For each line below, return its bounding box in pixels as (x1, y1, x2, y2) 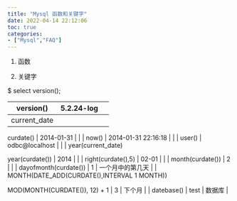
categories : (7, 30, 43, 38)
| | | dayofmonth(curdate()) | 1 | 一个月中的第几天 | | (7, 163, 157, 172)
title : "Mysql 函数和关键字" (7, 10, 88, 18)
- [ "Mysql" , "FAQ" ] (7, 37, 62, 44)
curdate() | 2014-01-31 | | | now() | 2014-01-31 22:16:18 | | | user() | (7, 134, 202, 142)
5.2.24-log (60, 104, 98, 114)
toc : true (7, 23, 37, 31)
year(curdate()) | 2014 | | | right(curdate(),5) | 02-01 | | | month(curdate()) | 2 (7, 155, 231, 163)
